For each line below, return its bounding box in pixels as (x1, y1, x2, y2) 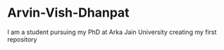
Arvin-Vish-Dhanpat (7, 5, 130, 21)
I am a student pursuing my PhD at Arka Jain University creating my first (7, 28, 217, 36)
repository (7, 35, 37, 43)
